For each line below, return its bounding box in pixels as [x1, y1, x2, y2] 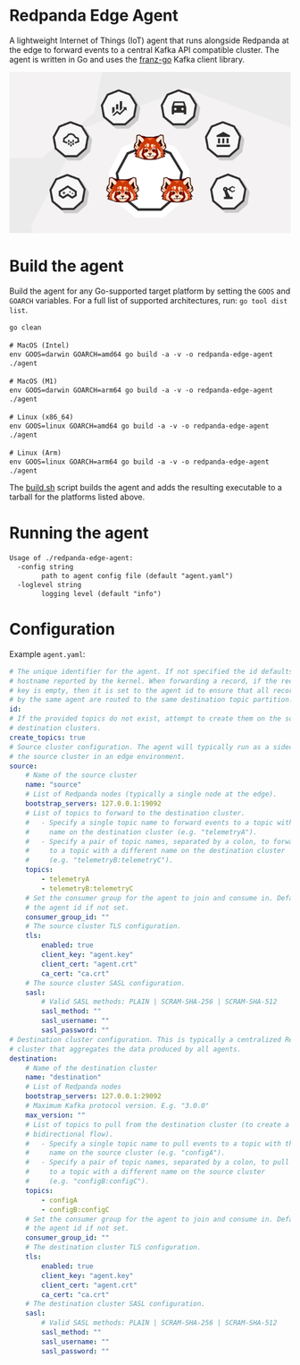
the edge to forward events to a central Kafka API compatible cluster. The [9, 44, 279, 55]
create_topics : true [9, 733, 87, 742]
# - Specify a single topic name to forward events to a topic [25, 818, 274, 827]
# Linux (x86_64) [9, 413, 74, 422]
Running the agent [9, 523, 149, 543]
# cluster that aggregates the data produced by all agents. [9, 1045, 242, 1054]
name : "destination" [25, 1073, 102, 1082]
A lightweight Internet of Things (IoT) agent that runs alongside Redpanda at [9, 35, 289, 46]
